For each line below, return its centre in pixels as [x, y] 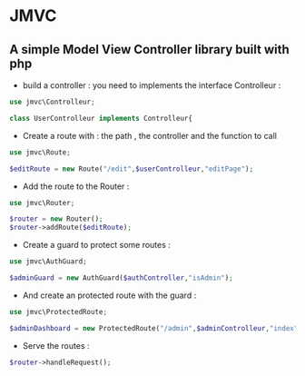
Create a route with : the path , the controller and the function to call [149, 135]
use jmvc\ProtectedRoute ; [58, 312]
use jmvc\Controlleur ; [52, 102]
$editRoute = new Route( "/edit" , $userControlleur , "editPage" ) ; [132, 169]
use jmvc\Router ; [42, 203]
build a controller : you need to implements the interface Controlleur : [152, 85]
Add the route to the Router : [76, 186]
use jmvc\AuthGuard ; [49, 262]
